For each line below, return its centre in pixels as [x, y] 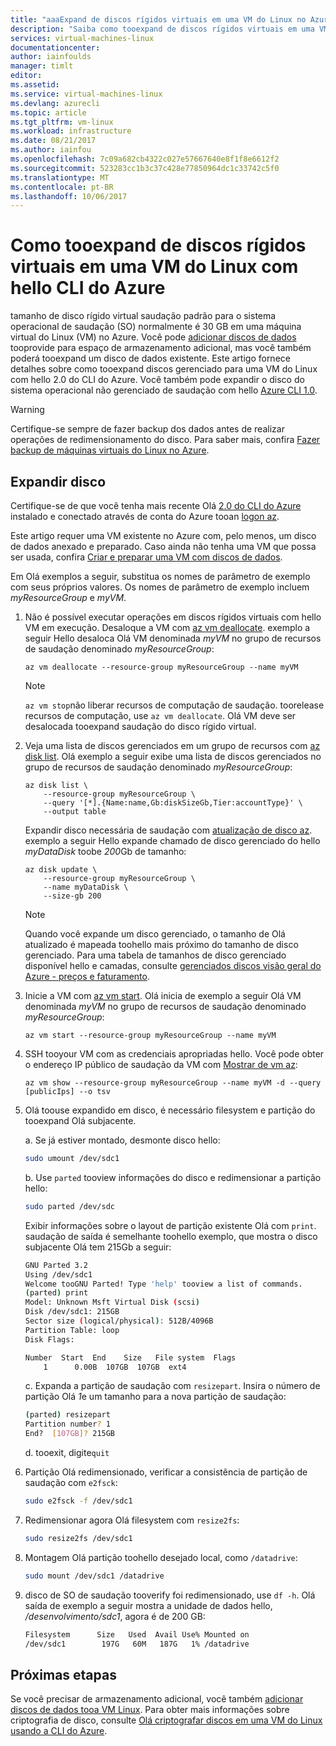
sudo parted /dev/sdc [69, 1206]
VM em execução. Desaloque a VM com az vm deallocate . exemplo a [167, 627]
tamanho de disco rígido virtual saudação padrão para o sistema [143, 316]
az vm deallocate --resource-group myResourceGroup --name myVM [161, 667]
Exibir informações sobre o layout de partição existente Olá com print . [170, 1225]
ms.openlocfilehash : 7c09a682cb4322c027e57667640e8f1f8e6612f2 [145, 159]
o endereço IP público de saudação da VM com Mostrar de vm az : [161, 1064]
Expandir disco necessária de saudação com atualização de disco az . [168, 830]
